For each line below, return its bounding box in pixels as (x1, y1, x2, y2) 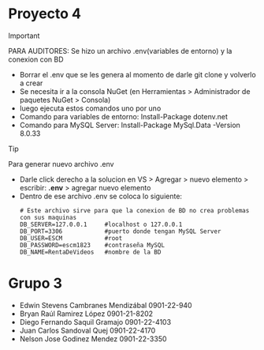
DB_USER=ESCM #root (19, 234, 123, 242)
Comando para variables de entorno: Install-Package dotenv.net (19, 111, 229, 121)
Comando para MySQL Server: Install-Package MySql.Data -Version (19, 120, 240, 130)
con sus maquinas (19, 213, 77, 221)
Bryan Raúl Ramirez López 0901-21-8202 (19, 309, 154, 318)
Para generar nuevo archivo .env (8, 159, 114, 168)
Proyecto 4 (8, 5, 81, 23)
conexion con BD (8, 55, 65, 64)
